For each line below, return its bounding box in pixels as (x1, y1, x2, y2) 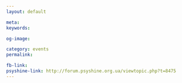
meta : (6, 19, 20, 25)
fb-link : (6, 63, 28, 69)
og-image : (6, 36, 31, 41)
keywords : (6, 25, 31, 31)
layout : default (6, 8, 46, 15)
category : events (6, 46, 49, 52)
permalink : (6, 52, 33, 58)
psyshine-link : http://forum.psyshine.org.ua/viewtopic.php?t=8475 (6, 68, 177, 74)
